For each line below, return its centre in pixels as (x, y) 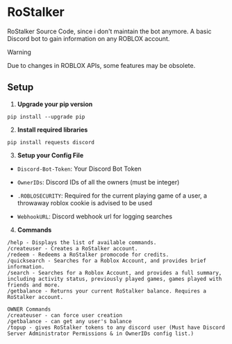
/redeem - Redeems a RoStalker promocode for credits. (88, 255)
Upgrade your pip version (55, 104)
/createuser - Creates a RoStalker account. (73, 248)
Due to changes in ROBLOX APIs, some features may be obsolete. (101, 65)
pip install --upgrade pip (46, 117)
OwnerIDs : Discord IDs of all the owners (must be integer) (98, 182)
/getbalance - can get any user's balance (69, 321)
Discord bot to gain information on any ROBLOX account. (89, 38)
